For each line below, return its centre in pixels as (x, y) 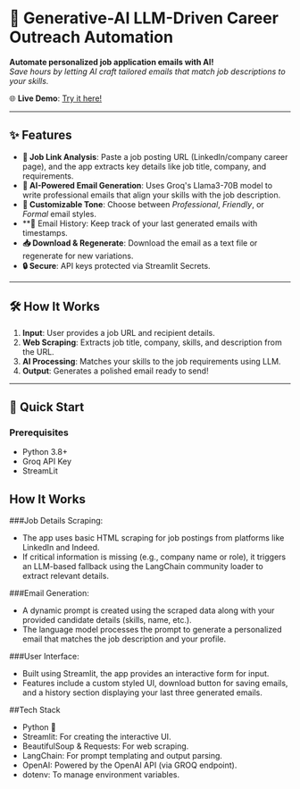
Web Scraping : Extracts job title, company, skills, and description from (152, 342)
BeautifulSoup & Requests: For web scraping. (105, 746)
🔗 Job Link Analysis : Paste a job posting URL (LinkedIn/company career (155, 156)
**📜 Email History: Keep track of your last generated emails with (140, 223)
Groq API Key (47, 462)
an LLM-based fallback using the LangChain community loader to (142, 567)
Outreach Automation (92, 37)
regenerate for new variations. (78, 256)
